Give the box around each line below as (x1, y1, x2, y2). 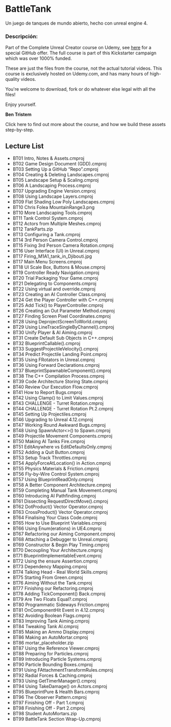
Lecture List (5, 141, 44, 150)
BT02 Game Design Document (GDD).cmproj (12, 161, 107, 167)
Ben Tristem (5, 111, 32, 118)
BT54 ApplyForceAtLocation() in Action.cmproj (12, 460, 111, 466)
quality (5, 76, 20, 82)
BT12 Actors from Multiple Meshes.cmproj (12, 221, 101, 227)
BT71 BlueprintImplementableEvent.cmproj (12, 553, 102, 559)
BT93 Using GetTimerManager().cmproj (12, 678, 96, 684)
